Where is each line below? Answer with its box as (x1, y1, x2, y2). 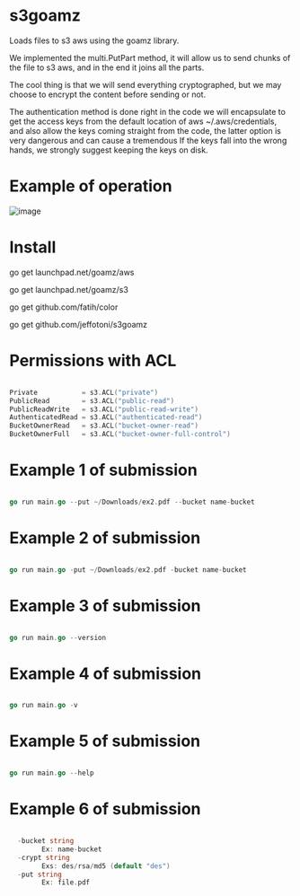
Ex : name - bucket (41, 845, 102, 854)
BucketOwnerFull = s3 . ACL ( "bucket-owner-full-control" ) (9, 430, 231, 439)
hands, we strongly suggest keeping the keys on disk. (9, 145, 208, 155)
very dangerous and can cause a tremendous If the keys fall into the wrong (9, 135, 287, 145)
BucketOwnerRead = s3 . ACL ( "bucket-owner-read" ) (9, 421, 199, 431)
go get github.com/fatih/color (9, 302, 119, 312)
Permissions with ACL (9, 351, 177, 371)
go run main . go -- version (9, 633, 106, 642)
